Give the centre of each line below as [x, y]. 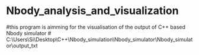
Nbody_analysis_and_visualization [92, 11]
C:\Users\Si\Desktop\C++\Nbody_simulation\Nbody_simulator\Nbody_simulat [99, 39]
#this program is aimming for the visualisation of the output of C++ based [96, 27]
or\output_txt [22, 46]
